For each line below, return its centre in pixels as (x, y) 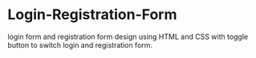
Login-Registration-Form (92, 15)
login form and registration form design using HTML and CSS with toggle (128, 37)
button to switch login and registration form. (80, 44)
